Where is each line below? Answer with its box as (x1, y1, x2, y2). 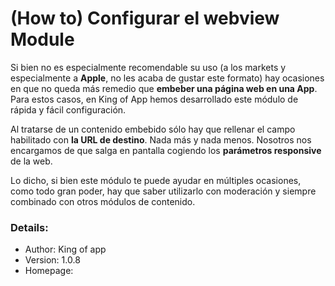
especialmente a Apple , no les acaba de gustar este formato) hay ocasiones (10, 72, 325, 84)
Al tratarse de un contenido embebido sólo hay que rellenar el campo (10, 123, 296, 135)
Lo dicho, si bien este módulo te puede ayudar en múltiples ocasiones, (10, 174, 302, 186)
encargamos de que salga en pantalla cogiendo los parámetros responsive (10, 144, 322, 156)
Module (10, 28, 75, 51)
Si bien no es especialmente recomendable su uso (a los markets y (10, 61, 287, 73)
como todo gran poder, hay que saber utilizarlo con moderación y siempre (10, 185, 317, 197)
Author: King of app (24, 243, 107, 256)
